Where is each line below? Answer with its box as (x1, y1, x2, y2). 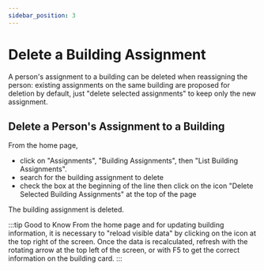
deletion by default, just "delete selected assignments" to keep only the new (8, 88, 257, 98)
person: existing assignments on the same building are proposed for (8, 80, 231, 89)
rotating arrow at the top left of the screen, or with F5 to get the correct (8, 246, 239, 255)
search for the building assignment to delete (19, 173, 164, 183)
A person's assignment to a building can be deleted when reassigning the (8, 72, 248, 81)
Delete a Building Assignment (8, 45, 207, 63)
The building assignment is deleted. (8, 205, 125, 214)
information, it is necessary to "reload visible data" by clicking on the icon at (8, 228, 257, 238)
